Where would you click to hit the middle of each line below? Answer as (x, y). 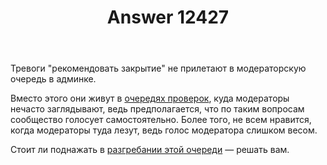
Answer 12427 (168, 17)
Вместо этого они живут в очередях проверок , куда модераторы (150, 98)
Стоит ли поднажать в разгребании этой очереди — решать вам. (150, 150)
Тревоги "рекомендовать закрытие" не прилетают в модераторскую (158, 68)
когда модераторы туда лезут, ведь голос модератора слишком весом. (164, 130)
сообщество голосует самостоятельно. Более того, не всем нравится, (161, 120)
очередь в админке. (53, 79)
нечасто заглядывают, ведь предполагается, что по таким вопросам (157, 109)
